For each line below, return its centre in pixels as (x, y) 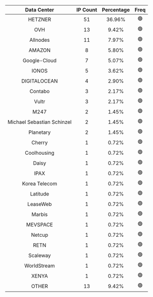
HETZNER (40, 19)
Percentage (116, 10)
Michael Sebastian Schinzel (40, 122)
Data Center (40, 10)
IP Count (87, 10)
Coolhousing (39, 153)
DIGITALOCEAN (40, 81)
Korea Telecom (40, 184)
